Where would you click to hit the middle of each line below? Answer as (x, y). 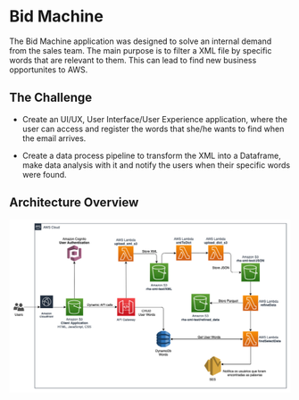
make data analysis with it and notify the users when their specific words (156, 165)
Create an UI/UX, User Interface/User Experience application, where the (155, 119)
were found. (44, 174)
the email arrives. (54, 138)
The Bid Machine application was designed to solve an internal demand (141, 41)
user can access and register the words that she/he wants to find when (153, 129)
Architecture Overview (74, 203)
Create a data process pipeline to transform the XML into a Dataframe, (151, 155)
